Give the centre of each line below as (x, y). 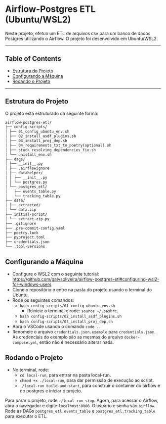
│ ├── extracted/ (23, 205)
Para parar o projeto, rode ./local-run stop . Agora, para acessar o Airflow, (82, 400)
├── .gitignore (21, 224)
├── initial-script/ (26, 214)
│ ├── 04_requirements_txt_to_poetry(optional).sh (58, 145)
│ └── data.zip (21, 210)
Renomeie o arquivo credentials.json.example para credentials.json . (84, 331)
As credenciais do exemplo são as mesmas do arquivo (68, 337)
